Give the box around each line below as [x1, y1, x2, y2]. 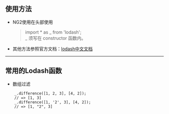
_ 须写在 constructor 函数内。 [25, 35, 87, 41]
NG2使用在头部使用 [12, 19, 53, 25]
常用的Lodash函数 [5, 67, 62, 75]
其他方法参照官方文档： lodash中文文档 [12, 46, 93, 52]
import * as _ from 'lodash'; [25, 29, 82, 35]
